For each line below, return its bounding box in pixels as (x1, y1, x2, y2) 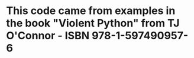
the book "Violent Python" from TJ (6, 16, 180, 30)
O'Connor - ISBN (6, 29, 90, 42)
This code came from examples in (6, 4, 176, 18)
